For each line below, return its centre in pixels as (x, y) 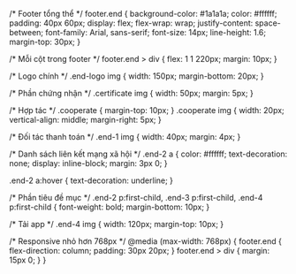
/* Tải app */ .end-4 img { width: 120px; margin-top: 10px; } (117, 224)
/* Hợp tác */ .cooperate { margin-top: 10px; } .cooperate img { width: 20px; (147, 110)
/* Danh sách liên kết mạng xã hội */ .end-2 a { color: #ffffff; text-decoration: (148, 154)
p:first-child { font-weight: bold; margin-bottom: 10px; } (110, 207)
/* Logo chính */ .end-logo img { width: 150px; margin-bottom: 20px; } (137, 76)
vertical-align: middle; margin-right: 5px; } (85, 120)
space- (268, 23)
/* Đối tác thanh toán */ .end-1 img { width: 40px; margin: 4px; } (125, 137)
